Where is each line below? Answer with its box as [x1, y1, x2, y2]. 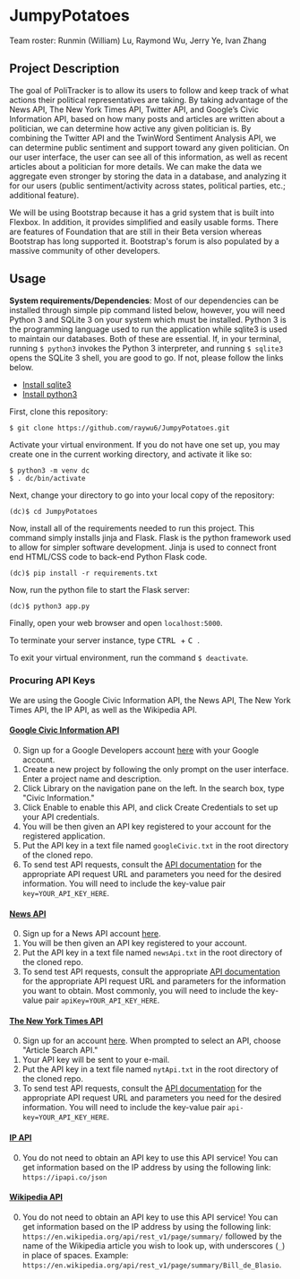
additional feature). [9, 189, 80, 200]
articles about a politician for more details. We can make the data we [9, 161, 262, 171]
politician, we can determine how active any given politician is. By [9, 123, 252, 134]
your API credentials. [21, 812, 100, 822]
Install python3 [21, 388, 78, 399]
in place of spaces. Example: [21, 1249, 129, 1260]
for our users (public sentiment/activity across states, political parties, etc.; [9, 180, 287, 191]
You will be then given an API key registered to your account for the [21, 822, 271, 832]
